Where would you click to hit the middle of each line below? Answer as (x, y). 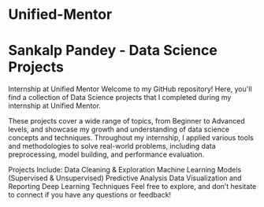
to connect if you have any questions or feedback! (90, 195)
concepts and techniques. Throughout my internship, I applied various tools (131, 138)
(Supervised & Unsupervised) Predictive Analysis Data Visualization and (125, 178)
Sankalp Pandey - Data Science (113, 51)
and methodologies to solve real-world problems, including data (112, 146)
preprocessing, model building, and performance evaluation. (106, 154)
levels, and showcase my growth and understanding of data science (119, 129)
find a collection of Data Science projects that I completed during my (120, 98)
